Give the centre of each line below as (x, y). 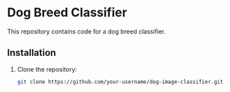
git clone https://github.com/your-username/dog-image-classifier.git (120, 82)
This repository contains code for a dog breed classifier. (87, 31)
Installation (32, 53)
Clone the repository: (47, 69)
